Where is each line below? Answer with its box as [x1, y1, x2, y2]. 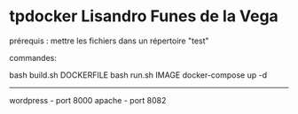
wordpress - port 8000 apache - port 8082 [9, 95, 167, 105]
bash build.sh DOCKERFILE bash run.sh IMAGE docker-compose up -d [9, 69, 268, 80]
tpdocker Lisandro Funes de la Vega [9, 6, 279, 27]
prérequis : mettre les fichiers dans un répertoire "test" [9, 35, 210, 46]
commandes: [9, 52, 58, 63]
